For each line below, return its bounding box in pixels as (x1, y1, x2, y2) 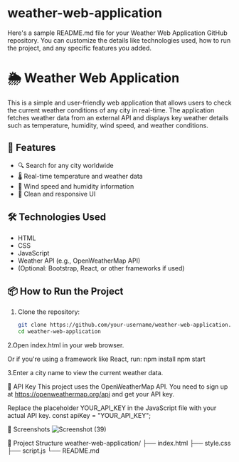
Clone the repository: (17, 308, 80, 316)
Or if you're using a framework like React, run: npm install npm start (7, 355, 206, 364)
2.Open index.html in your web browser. (7, 341, 124, 350)
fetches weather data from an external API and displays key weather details (7, 113, 229, 122)
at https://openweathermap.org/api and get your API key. (7, 390, 174, 399)
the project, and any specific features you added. (7, 43, 152, 52)
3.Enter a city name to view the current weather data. (7, 369, 164, 377)
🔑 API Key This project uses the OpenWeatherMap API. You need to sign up (7, 382, 228, 391)
